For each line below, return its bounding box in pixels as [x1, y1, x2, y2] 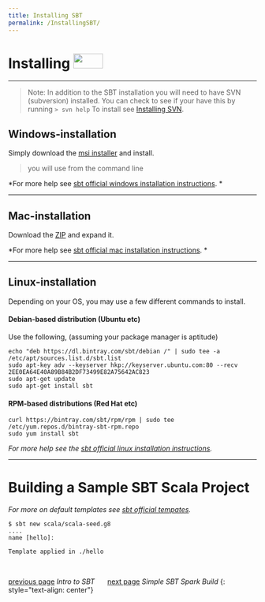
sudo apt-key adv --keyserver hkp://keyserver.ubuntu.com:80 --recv [8, 361, 238, 369]
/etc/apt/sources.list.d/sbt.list [8, 354, 122, 363]
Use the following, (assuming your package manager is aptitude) [8, 332, 218, 342]
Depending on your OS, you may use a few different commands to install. [8, 297, 246, 306]
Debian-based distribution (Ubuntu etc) [8, 315, 140, 324]
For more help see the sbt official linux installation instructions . [8, 443, 213, 454]
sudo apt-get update [8, 376, 77, 383]
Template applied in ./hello [8, 548, 104, 556]
